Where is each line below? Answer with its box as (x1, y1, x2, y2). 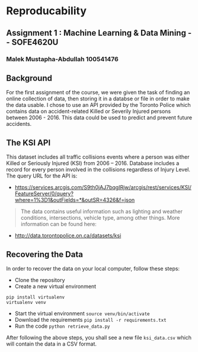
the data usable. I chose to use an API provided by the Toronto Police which (6, 102, 191, 109)
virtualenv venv (6, 299, 46, 305)
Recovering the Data (6, 249, 83, 259)
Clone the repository (14, 276, 65, 283)
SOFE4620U (11, 37, 59, 47)
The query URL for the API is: (6, 172, 78, 179)
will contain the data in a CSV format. (6, 340, 97, 347)
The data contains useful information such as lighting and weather (20, 208, 183, 215)
